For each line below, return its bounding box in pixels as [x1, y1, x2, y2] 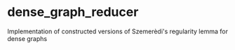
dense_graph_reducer [7, 4, 139, 20]
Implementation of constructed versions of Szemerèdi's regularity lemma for [7, 27, 228, 35]
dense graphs [7, 34, 48, 42]
